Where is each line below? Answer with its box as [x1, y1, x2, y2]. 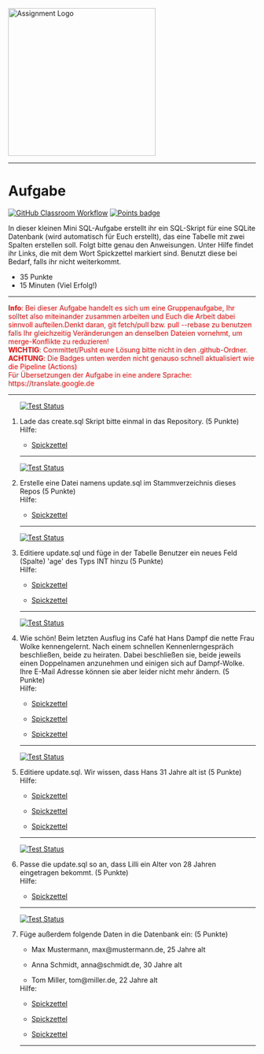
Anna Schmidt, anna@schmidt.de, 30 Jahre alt [31, 959, 182, 969]
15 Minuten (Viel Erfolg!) [19, 280, 97, 290]
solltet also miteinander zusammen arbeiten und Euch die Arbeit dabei [8, 311, 236, 321]
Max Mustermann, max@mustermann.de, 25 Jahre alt [31, 944, 206, 954]
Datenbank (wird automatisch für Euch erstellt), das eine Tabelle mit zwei [8, 232, 245, 241]
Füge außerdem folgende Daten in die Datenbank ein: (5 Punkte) [19, 929, 229, 939]
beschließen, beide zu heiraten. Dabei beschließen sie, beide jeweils [19, 650, 241, 659]
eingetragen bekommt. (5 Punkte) [19, 867, 129, 877]
